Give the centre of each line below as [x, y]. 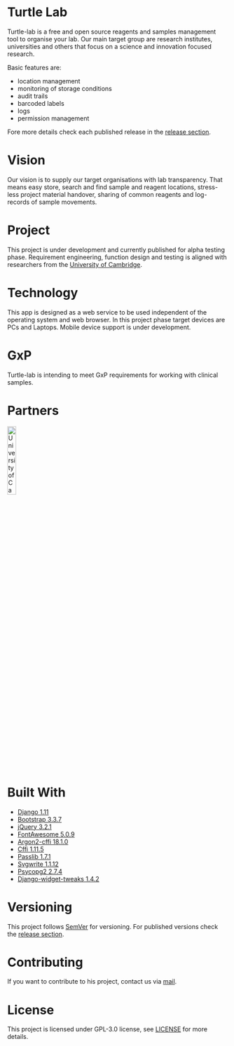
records [19, 202]
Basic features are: [34, 67]
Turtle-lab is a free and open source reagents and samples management [112, 32]
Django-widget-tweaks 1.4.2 [58, 879]
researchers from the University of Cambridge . [75, 264]
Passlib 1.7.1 [34, 856]
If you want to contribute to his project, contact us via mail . [92, 982]
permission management [53, 118]
